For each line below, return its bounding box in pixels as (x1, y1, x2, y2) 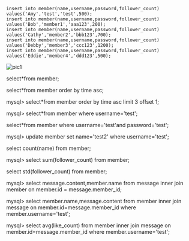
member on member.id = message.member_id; (6, 186, 122, 193)
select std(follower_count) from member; (6, 168, 107, 175)
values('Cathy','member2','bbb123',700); (6, 32, 112, 38)
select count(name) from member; (6, 144, 91, 152)
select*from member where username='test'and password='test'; (6, 122, 169, 128)
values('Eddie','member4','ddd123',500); (6, 53, 112, 59)
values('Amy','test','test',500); (6, 11, 93, 17)
